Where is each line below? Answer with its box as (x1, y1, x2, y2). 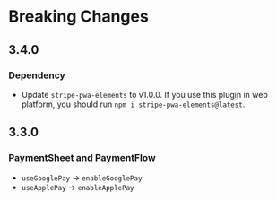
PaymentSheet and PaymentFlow (8, 152, 156, 164)
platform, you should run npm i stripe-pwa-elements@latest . (21, 99, 246, 109)
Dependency (8, 69, 66, 82)
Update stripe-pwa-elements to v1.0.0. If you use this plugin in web (21, 89, 268, 100)
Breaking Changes (8, 6, 149, 27)
